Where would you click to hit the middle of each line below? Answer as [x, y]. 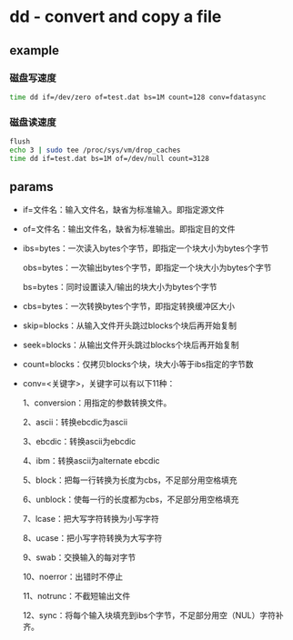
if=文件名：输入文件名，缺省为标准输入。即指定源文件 [123, 210]
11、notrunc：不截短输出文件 [76, 596]
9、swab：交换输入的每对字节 [79, 557]
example [35, 50]
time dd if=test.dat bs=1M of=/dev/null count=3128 [109, 158]
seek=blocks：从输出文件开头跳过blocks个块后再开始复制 [131, 345]
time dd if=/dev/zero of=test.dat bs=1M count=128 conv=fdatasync [138, 97]
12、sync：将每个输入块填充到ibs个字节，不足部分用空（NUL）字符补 [153, 615]
